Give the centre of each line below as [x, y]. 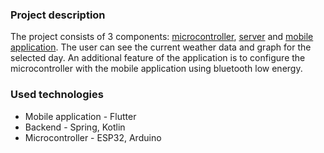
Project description [58, 15]
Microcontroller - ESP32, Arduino [93, 137]
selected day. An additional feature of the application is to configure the [158, 58]
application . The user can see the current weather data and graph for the [161, 47]
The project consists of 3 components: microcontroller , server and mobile [162, 37]
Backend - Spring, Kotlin [75, 127]
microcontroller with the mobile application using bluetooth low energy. [156, 69]
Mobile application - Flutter [80, 116]
